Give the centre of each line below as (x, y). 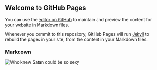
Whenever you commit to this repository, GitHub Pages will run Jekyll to (77, 34)
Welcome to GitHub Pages (46, 8)
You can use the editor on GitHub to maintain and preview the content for (78, 19)
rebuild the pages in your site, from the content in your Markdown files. (76, 39)
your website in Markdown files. (37, 25)
